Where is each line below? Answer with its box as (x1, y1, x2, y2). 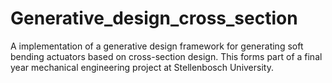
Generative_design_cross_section (10, 7, 298, 30)
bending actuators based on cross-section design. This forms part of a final (10, 50, 323, 62)
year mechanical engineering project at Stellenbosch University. (10, 61, 274, 73)
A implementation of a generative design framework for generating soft (10, 40, 304, 52)
